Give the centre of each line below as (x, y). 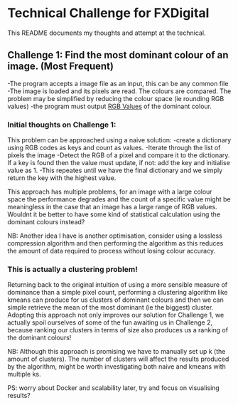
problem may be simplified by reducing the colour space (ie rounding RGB (116, 98)
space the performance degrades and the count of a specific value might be (119, 199)
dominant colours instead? (46, 222)
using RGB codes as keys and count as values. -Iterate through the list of (114, 148)
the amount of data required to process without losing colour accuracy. (111, 251)
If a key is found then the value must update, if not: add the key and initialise (119, 163)
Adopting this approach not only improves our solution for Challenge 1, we (116, 315)
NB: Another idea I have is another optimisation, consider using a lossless (115, 236)
